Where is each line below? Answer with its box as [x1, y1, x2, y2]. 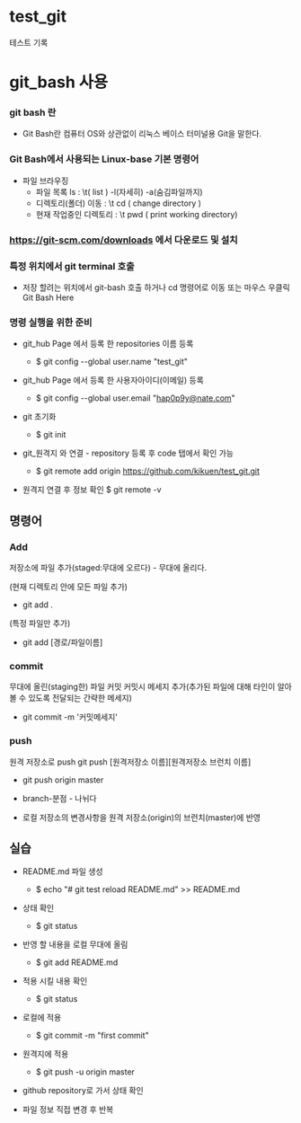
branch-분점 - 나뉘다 [22, 792, 97, 803]
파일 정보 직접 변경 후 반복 [22, 1104, 114, 1115]
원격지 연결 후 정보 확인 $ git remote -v [22, 484, 162, 495]
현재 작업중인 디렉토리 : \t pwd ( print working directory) [35, 208, 238, 219]
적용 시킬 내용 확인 [22, 976, 88, 986]
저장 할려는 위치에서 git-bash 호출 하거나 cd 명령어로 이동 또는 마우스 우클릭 [22, 281, 290, 293]
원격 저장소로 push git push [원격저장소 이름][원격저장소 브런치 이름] [9, 756, 252, 767]
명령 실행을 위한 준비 [9, 316, 93, 329]
